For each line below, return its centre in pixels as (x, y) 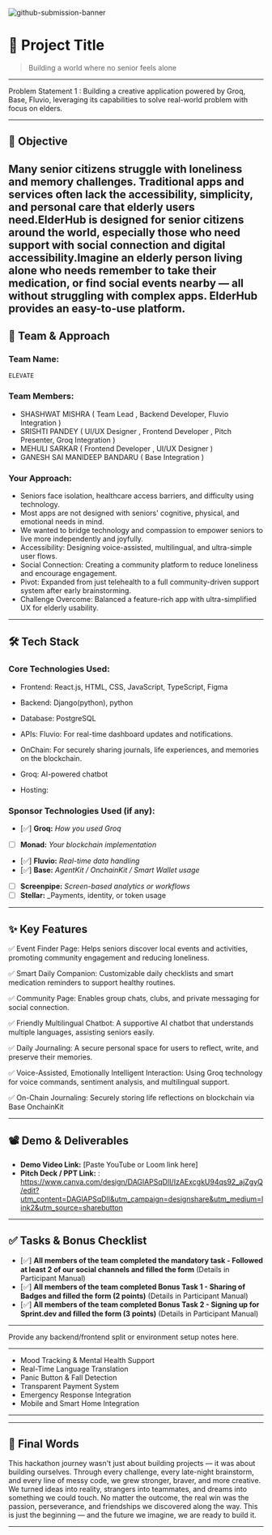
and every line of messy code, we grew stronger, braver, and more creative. (135, 1481)
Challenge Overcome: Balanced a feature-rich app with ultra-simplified (138, 599)
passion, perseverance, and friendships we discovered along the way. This (133, 1507)
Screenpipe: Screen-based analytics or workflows (105, 886)
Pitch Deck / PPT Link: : (60, 1173)
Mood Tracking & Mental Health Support (87, 1360)
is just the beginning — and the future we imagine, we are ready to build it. (132, 1515)
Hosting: (34, 789)
